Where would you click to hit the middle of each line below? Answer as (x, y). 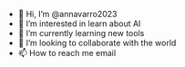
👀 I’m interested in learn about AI (79, 24)
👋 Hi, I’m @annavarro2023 (67, 14)
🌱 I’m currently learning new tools (81, 33)
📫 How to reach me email (67, 53)
